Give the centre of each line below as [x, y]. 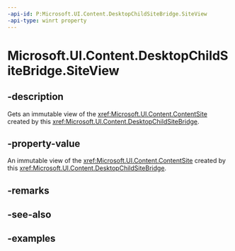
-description [35, 97]
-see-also [29, 214]
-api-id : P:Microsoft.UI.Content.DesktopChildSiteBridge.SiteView [107, 14]
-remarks [28, 190]
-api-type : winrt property [47, 21]
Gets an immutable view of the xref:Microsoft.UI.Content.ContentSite [107, 113]
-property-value [44, 144]
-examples [31, 239]
